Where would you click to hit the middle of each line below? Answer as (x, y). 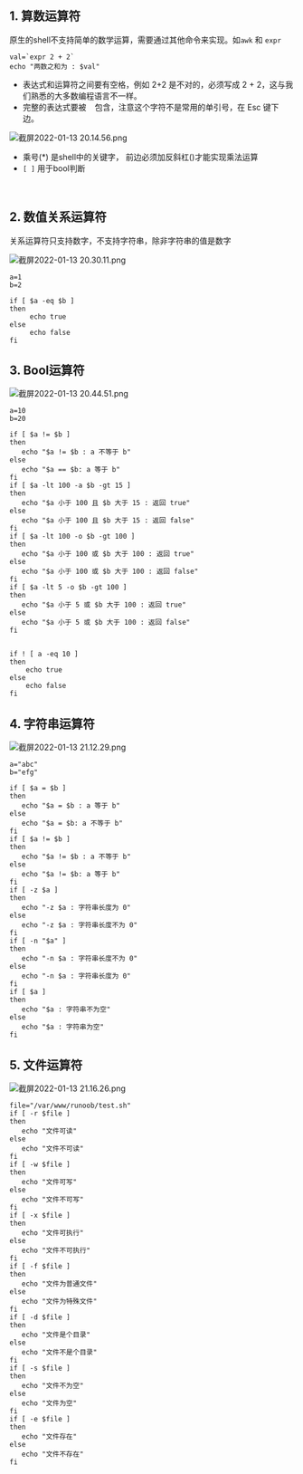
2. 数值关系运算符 (58, 217)
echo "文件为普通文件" (59, 1284)
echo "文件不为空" (52, 1386)
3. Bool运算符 (47, 371)
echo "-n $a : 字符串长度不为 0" (80, 959)
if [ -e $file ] (40, 1420)
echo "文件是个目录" (56, 1335)
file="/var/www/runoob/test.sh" (70, 1106)
